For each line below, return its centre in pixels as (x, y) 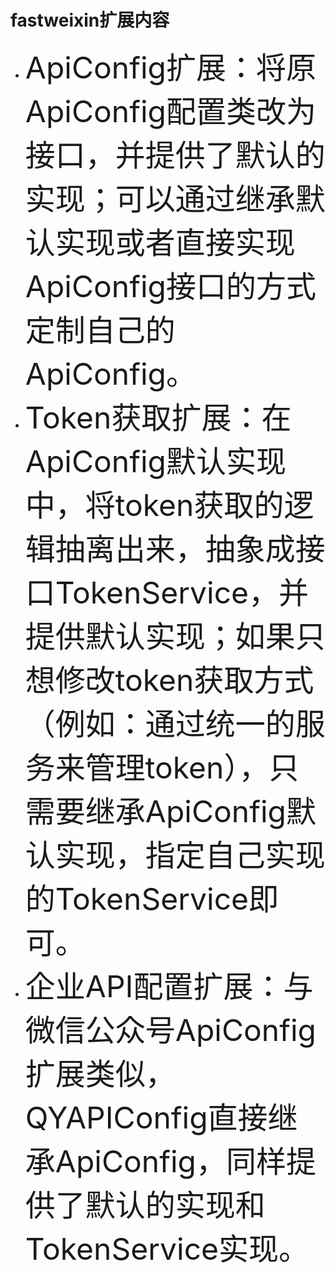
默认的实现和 (175, 1205)
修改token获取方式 (184, 680)
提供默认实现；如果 (160, 636)
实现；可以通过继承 (160, 198)
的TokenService (137, 898)
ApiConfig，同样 (170, 1161)
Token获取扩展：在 (158, 417)
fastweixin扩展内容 (90, 20)
